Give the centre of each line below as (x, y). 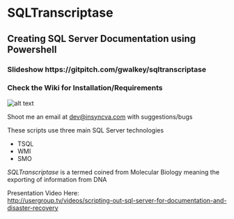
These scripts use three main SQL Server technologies (86, 130)
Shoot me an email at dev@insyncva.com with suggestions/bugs (100, 116)
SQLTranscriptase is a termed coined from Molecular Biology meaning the (114, 172)
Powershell (32, 49)
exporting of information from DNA (57, 179)
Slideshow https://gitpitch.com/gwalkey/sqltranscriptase (107, 69)
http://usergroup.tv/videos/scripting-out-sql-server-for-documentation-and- (117, 200)
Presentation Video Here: (43, 192)
